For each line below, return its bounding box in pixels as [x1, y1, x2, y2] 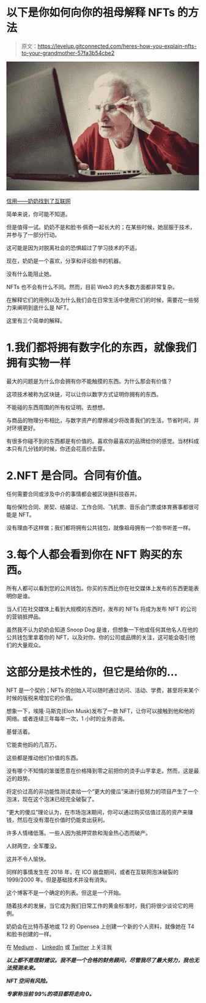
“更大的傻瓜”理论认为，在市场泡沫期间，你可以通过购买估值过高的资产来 [6, 808, 188, 816]
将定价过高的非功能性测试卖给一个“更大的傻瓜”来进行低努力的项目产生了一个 [6, 788, 199, 795]
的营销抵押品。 [6, 613, 44, 620]
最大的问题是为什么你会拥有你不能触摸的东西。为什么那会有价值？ [6, 377, 172, 385]
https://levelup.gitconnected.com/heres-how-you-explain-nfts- [37, 42, 197, 50]
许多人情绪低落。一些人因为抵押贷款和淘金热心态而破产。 [6, 829, 151, 836]
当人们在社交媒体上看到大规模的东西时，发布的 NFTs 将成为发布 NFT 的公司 [6, 605, 197, 612]
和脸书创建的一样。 [6, 930, 55, 937]
